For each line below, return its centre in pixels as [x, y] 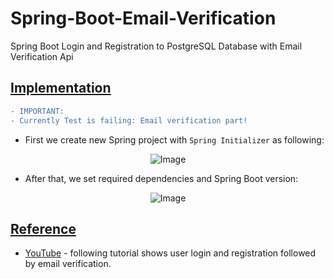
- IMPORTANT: [37, 111]
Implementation [61, 88]
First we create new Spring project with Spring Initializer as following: [174, 139]
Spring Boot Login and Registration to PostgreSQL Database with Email [156, 46]
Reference [43, 228]
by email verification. [68, 264]
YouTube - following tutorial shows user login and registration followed [170, 253]
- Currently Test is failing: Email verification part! [129, 120]
